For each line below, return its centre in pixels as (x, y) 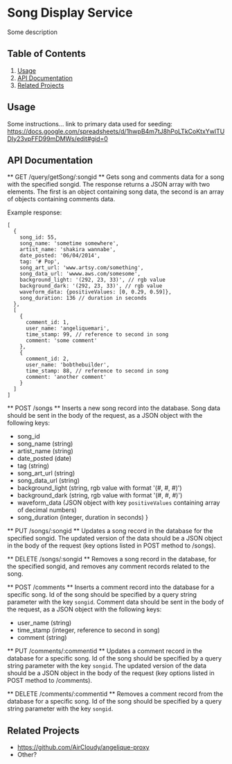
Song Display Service (70, 13)
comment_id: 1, (47, 323)
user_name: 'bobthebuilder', (68, 365)
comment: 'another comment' (66, 377)
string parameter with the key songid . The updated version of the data (107, 666)
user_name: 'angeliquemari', (68, 329)
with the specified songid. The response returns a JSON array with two (108, 185)
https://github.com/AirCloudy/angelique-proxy (83, 747)
